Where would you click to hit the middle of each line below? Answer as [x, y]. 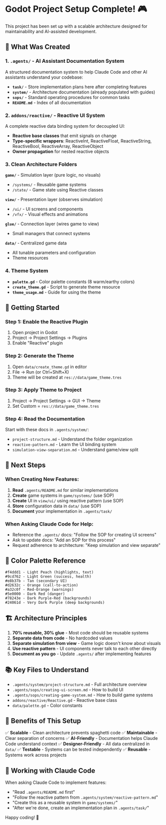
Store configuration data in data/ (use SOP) [57, 506]
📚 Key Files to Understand [47, 670]
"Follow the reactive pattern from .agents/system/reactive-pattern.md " [85, 797]
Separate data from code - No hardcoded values [62, 638]
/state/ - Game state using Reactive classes [58, 190]
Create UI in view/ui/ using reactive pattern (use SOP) [68, 500]
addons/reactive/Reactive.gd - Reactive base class [65, 700]
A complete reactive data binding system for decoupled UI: [65, 126]
